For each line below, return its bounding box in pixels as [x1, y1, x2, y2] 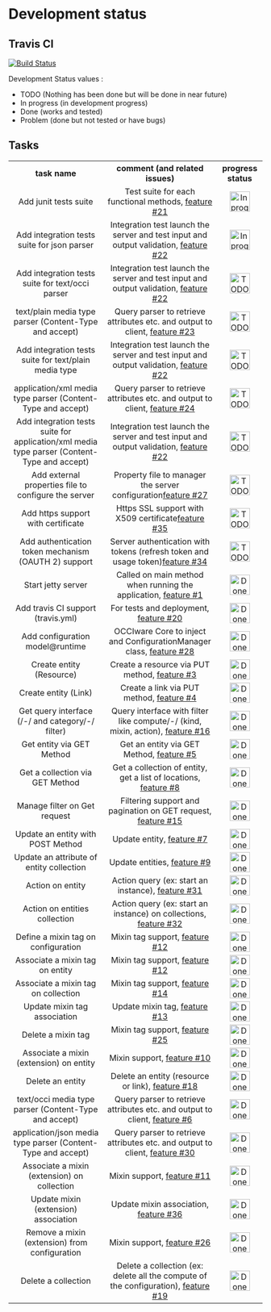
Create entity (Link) [19, 687, 93, 698]
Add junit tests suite [18, 195, 94, 207]
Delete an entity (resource [110, 1070, 210, 1081]
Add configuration [21, 630, 90, 641]
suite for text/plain [21, 354, 90, 366]
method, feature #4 [123, 692, 197, 703]
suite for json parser [17, 239, 94, 250]
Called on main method [115, 569, 204, 580]
